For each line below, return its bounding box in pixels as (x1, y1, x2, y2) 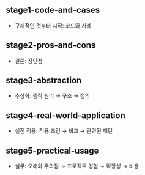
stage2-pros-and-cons (6, 40, 96, 51)
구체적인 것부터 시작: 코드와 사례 (14, 21, 92, 29)
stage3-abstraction (6, 75, 82, 86)
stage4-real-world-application (6, 110, 126, 121)
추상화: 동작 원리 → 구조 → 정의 (14, 92, 90, 100)
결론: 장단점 (14, 57, 43, 64)
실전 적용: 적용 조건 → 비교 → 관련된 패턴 (14, 127, 113, 135)
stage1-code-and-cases (6, 5, 100, 15)
